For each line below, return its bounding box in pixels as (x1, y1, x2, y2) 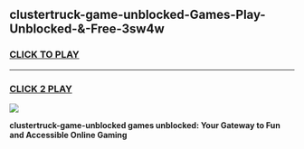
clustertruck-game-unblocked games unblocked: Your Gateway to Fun (9, 119, 280, 130)
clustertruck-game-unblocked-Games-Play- (9, 7, 266, 23)
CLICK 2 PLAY (9, 82, 72, 95)
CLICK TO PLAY (9, 49, 80, 61)
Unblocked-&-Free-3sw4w (9, 22, 165, 37)
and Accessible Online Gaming (9, 129, 128, 140)
